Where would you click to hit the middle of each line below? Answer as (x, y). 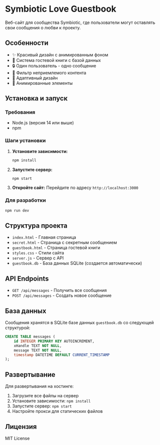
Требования (20, 112)
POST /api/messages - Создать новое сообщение (62, 295)
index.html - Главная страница (44, 237)
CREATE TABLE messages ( (30, 337)
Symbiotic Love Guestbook (61, 9)
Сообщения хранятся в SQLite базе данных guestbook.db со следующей (80, 323)
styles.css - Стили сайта (38, 253)
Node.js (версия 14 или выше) (43, 123)
